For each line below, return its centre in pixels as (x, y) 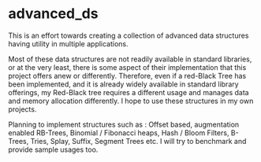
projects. (22, 109)
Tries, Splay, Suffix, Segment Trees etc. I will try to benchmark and (138, 141)
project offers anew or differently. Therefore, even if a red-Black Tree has (127, 75)
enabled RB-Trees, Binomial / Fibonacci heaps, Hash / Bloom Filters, (119, 133)
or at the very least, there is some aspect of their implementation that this (127, 67)
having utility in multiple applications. (68, 43)
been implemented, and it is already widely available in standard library (123, 84)
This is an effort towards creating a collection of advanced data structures (129, 35)
